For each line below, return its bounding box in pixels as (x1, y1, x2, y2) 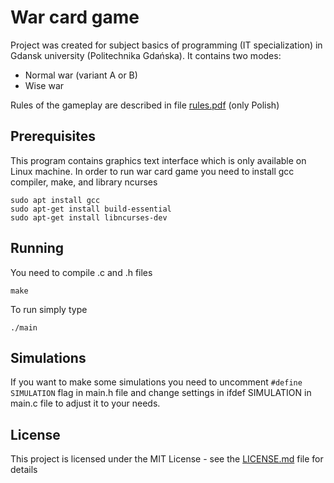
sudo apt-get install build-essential (10, 204, 172, 214)
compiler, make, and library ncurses (10, 176, 158, 188)
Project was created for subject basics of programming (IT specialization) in (10, 39, 323, 51)
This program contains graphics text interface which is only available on (10, 154, 307, 166)
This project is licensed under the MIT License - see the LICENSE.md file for (10, 453, 324, 465)
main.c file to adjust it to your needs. (10, 397, 161, 410)
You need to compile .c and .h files (10, 266, 153, 278)
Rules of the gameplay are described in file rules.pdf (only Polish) (10, 99, 280, 111)
